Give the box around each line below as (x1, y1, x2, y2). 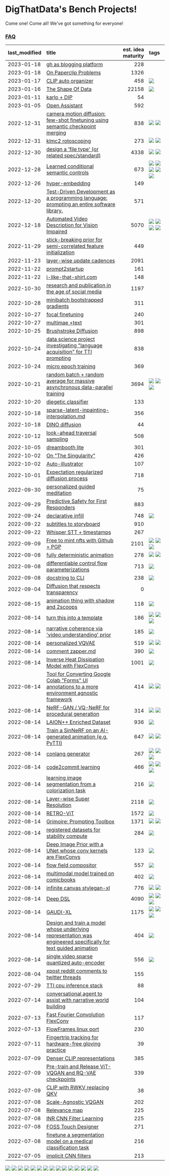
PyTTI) (46, 739, 62, 747)
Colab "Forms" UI (46, 677, 88, 684)
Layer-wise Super (46, 795, 90, 802)
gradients (46, 303, 69, 310)
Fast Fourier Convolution (46, 1011, 105, 1018)
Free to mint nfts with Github (46, 537, 114, 544)
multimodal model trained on (46, 870, 115, 877)
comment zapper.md (46, 648, 96, 655)
